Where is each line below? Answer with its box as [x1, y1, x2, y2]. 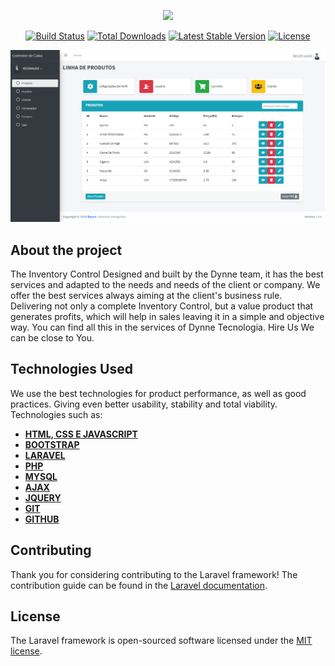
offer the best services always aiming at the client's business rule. [10, 289, 283, 301]
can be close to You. [10, 331, 95, 344]
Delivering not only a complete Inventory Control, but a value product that [10, 300, 314, 312]
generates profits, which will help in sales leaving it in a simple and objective [10, 310, 325, 322]
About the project [10, 241, 123, 259]
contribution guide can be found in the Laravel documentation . [10, 579, 268, 591]
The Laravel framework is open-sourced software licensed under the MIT [10, 635, 313, 647]
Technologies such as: [10, 408, 103, 420]
